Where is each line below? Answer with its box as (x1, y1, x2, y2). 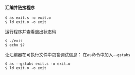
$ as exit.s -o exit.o (5, 15, 51, 20)
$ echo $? (5, 43, 25, 48)
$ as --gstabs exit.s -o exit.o (5, 61, 70, 66)
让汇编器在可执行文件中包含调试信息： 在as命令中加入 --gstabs (5, 52, 131, 58)
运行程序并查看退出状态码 (5, 29, 56, 35)
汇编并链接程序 (5, 4, 35, 10)
